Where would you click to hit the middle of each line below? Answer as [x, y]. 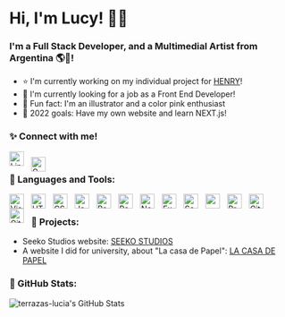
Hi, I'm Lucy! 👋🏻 [69, 18]
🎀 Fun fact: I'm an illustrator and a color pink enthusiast [124, 104]
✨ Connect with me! [54, 136]
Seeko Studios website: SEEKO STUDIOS [97, 242]
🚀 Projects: [55, 222]
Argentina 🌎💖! [42, 58]
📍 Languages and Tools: [63, 179]
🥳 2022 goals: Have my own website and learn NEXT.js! [124, 113]
